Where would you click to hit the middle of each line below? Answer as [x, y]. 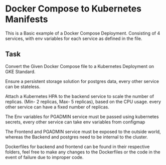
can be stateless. [23, 86]
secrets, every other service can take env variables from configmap [75, 122]
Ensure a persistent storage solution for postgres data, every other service [82, 81]
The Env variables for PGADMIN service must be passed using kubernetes [82, 116]
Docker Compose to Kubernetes [73, 9]
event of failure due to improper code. [44, 157]
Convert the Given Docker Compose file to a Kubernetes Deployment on [80, 66]
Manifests [27, 19]
